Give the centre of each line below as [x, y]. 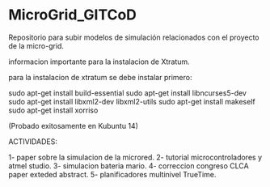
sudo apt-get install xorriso [53, 110]
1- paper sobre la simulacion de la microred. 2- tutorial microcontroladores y [135, 157]
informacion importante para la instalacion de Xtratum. [99, 62]
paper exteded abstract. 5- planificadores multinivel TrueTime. [112, 174]
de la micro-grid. [36, 45]
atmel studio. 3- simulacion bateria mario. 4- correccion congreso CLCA [129, 166]
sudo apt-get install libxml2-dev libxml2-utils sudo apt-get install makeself [132, 101]
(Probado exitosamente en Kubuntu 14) [74, 125]
